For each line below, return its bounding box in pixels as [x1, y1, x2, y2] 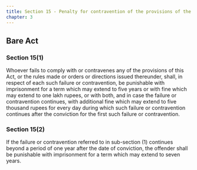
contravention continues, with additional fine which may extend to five [6, 98, 177, 105]
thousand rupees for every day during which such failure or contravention [6, 104, 186, 112]
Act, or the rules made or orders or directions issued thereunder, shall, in [6, 73, 183, 80]
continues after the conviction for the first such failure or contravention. [6, 111, 180, 118]
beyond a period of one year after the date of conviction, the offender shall [6, 145, 188, 152]
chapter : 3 [6, 14, 33, 20]
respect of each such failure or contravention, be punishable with [6, 79, 165, 86]
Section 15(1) [6, 54, 44, 62]
